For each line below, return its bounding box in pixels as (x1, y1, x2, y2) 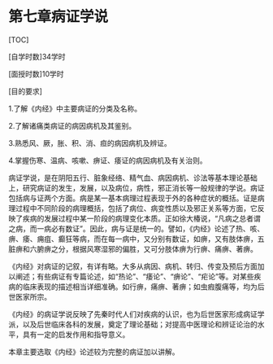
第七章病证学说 (8, 7, 109, 26)
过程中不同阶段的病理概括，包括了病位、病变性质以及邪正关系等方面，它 (15, 203, 258, 213)
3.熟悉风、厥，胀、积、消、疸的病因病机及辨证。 (8, 138, 172, 147)
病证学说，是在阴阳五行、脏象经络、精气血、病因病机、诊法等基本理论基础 (8, 173, 258, 182)
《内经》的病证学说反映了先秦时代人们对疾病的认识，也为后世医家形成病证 (8, 309, 258, 318)
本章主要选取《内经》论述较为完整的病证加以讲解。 (8, 347, 180, 357)
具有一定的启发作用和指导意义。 (22, 329, 130, 339)
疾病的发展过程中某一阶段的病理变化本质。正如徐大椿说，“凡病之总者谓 (22, 213, 262, 223)
